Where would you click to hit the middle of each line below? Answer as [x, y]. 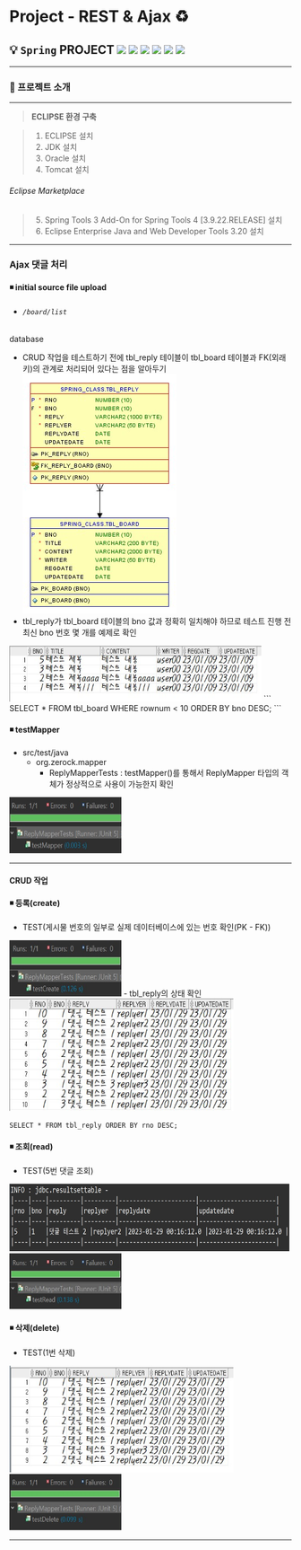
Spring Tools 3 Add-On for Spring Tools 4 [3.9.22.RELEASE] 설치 [163, 220]
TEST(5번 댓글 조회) [58, 1171]
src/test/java [45, 753]
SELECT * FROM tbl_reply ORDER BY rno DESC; [94, 1126]
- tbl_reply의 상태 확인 [163, 993]
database [27, 339]
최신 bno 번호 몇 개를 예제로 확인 [79, 633]
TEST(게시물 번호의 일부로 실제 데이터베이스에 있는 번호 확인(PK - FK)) [146, 928]
